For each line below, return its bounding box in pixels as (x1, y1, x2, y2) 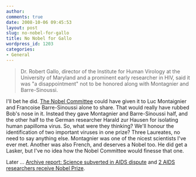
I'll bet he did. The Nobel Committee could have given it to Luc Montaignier (6, 97, 187, 105)
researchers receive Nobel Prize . (6, 164, 85, 172)
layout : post (6, 24, 38, 31)
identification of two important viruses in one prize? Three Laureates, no (6, 129, 180, 136)
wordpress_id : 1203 (6, 41, 54, 47)
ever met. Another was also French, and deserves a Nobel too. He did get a (6, 141, 188, 148)
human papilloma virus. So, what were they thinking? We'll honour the (6, 122, 174, 129)
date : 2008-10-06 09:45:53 (6, 19, 72, 25)
